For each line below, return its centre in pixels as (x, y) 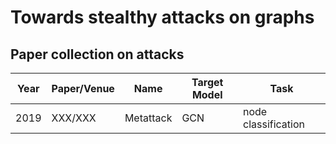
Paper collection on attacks (97, 54)
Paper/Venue (83, 88)
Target (207, 82)
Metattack (148, 118)
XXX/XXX (74, 118)
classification (274, 124)
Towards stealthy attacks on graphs (162, 17)
